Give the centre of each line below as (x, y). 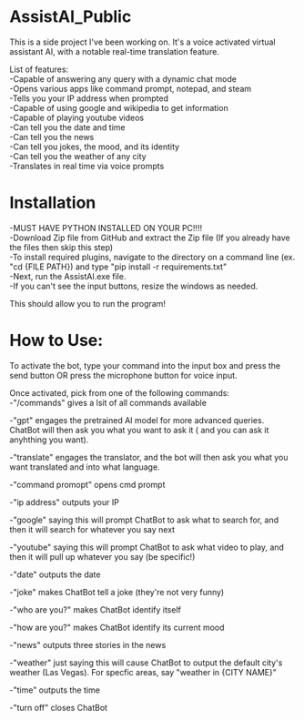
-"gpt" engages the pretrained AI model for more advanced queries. (137, 420)
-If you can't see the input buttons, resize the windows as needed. (134, 286)
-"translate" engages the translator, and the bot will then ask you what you (149, 457)
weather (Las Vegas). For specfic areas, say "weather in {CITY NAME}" (143, 672)
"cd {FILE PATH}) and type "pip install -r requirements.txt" (118, 267)
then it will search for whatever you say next (92, 529)
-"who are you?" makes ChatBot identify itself (96, 609)
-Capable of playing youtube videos (76, 117)
